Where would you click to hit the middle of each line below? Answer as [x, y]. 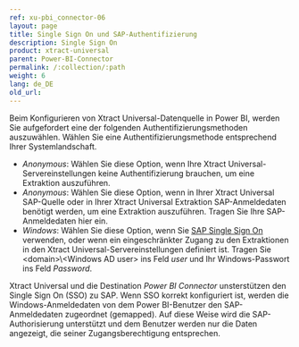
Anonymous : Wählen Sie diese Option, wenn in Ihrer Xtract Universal [148, 192]
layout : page [33, 26]
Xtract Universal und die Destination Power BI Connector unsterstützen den [148, 285]
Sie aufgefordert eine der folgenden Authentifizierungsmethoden [129, 127]
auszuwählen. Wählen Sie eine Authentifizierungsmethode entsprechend [143, 137]
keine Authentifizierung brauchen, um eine [176, 173]
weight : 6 [28, 76]
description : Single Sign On [63, 42]
